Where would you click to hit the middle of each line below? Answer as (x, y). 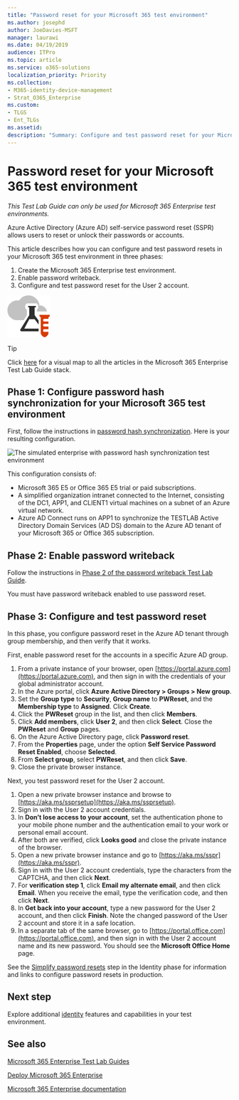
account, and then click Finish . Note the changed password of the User (122, 915)
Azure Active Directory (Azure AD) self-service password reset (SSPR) (111, 227)
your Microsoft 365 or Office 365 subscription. (86, 533)
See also (27, 1044)
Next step (30, 997)
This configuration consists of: (52, 474)
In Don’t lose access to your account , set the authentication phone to (120, 817)
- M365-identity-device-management (60, 90)
